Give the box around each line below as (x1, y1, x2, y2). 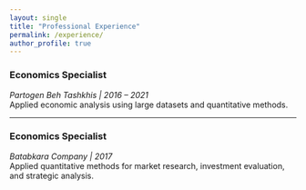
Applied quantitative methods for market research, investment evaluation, (9, 160, 285, 171)
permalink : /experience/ (9, 30, 104, 39)
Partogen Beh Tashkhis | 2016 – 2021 (9, 89, 148, 100)
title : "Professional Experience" (9, 22, 141, 31)
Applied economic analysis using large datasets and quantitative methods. (9, 99, 289, 110)
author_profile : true (9, 38, 92, 48)
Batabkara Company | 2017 (9, 151, 113, 162)
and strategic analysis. (9, 170, 94, 181)
